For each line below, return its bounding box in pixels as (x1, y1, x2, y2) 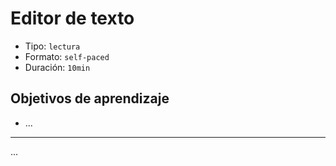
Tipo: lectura (24, 40, 81, 52)
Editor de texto (10, 7, 135, 30)
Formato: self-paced (24, 50, 110, 62)
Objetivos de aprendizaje (10, 90, 170, 107)
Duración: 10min (24, 61, 91, 73)
